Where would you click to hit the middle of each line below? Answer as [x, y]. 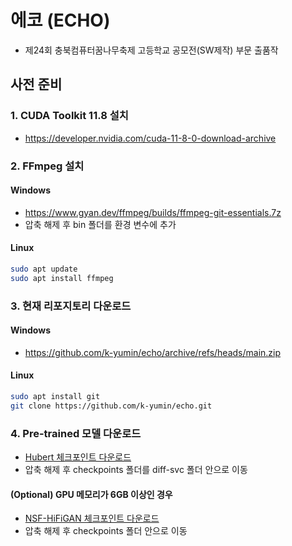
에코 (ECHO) [60, 20]
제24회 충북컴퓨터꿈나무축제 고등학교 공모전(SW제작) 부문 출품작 [151, 50]
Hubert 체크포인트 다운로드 [78, 457]
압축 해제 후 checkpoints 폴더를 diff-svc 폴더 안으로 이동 [136, 470]
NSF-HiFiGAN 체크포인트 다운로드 [92, 518]
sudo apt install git [55, 397]
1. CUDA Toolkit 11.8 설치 [69, 116]
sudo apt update [44, 269]
